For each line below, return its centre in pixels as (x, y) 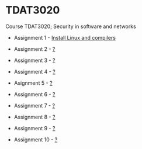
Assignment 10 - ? (36, 139)
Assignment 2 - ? (34, 49)
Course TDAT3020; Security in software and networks (71, 26)
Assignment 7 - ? (34, 105)
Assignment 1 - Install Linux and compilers (65, 37)
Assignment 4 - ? (35, 71)
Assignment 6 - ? (34, 94)
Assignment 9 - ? (34, 128)
